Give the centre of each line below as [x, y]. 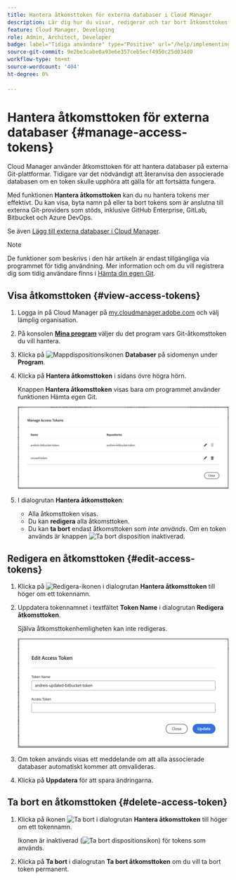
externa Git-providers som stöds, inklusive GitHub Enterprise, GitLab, [107, 210]
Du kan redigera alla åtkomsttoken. [79, 521]
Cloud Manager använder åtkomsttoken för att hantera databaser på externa [118, 167]
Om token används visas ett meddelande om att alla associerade [111, 759]
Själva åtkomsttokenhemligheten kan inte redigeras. [92, 629]
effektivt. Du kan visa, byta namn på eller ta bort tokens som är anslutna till [115, 203]
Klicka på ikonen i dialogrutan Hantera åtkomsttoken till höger [123, 819]
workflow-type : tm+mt [39, 60]
